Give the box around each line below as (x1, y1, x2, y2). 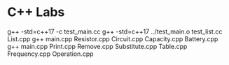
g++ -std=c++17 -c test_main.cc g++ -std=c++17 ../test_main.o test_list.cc (7, 27, 223, 36)
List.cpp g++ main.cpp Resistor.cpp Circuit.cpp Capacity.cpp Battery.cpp (7, 34, 218, 43)
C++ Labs (7, 4, 65, 20)
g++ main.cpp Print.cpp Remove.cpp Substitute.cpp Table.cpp (7, 42, 188, 50)
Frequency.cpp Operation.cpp (7, 50, 94, 58)
